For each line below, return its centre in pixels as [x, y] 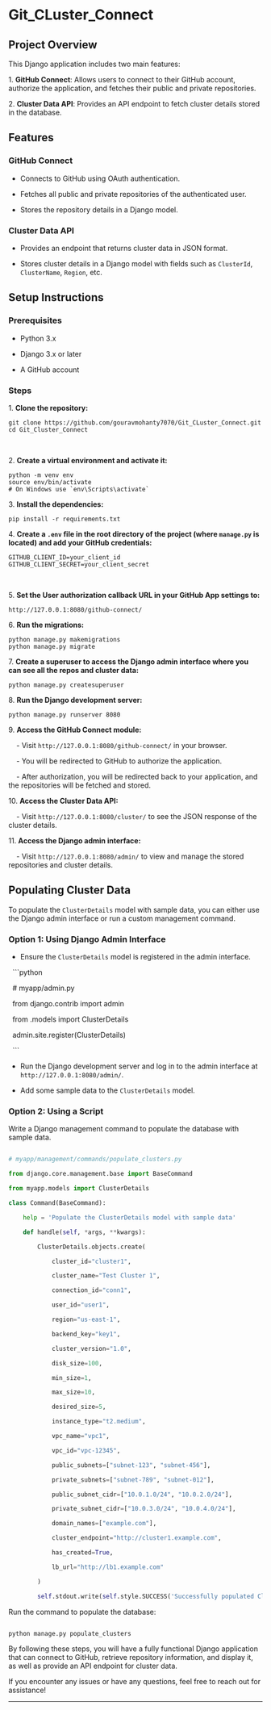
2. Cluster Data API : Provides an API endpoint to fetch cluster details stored [134, 104]
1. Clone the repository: [48, 408]
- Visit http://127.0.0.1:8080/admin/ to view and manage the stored [130, 856]
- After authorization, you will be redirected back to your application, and [137, 776]
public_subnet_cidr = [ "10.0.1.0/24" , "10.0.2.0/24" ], [142, 1495]
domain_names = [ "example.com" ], [104, 1524]
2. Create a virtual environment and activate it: [88, 460]
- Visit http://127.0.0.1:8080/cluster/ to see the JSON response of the [136, 816]
